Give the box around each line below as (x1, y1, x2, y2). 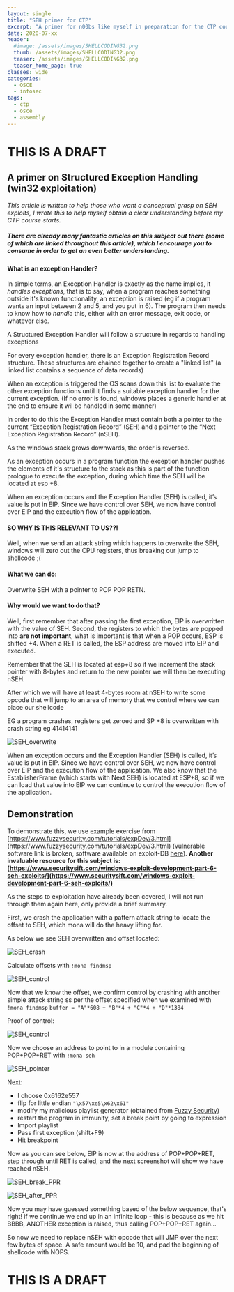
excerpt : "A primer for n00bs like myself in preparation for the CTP (7, 23, 217, 30)
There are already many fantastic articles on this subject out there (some (7, 231, 225, 241)
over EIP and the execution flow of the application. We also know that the (7, 766, 217, 774)
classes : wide (7, 68, 49, 75)
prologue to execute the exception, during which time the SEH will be (7, 472, 205, 480)
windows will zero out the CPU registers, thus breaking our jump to (7, 547, 199, 555)
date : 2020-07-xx (7, 29, 58, 37)
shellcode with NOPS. (7, 1247, 70, 1256)
